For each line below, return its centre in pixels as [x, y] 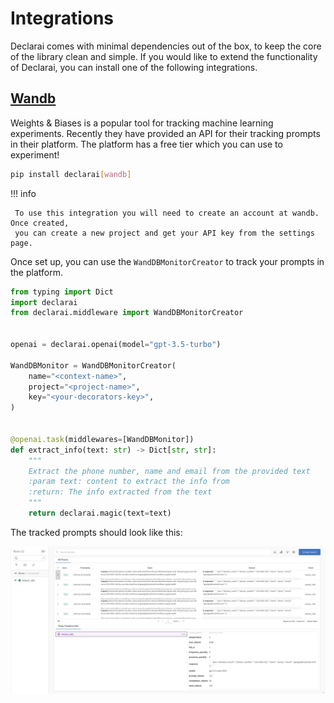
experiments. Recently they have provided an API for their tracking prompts [165, 133]
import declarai [44, 302]
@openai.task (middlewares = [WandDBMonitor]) [102, 439]
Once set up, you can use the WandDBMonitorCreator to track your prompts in [167, 261]
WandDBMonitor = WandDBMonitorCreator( [93, 365]
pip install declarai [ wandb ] [71, 174]
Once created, [40, 223]
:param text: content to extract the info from [129, 482]
